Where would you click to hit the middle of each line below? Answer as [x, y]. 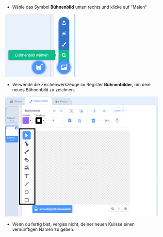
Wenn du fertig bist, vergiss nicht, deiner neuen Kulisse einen [73, 224]
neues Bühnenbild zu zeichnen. [43, 90]
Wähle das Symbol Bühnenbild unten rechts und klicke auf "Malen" [79, 7]
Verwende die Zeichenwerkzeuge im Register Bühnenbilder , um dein [81, 85]
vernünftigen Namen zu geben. [43, 229]
